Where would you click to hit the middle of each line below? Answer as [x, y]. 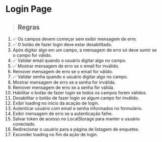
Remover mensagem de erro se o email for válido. [63, 71]
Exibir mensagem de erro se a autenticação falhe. [63, 114]
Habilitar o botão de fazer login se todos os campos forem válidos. [80, 93]
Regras [29, 27]
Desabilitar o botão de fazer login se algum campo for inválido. [76, 98]
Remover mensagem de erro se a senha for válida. [63, 87]
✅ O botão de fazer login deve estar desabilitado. [62, 44]
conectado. [24, 124]
